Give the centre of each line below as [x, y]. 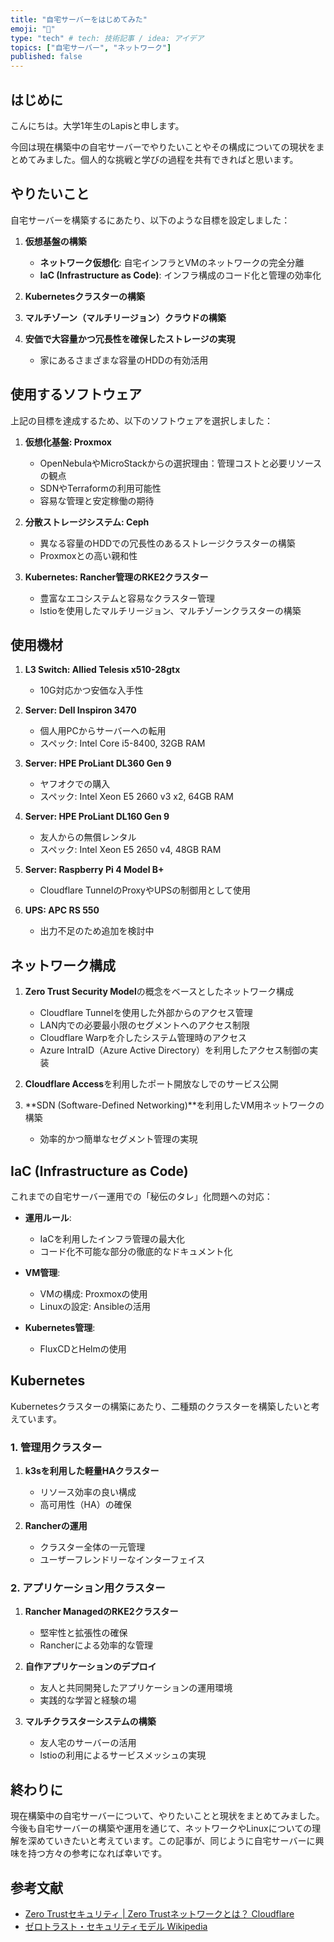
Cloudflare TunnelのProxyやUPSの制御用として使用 [145, 890]
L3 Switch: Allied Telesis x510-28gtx [102, 670]
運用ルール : [48, 1217]
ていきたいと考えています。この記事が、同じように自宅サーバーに [180, 1841]
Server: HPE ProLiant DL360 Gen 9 [98, 763]
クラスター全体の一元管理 [92, 1547]
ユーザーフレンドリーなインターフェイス [122, 1560]
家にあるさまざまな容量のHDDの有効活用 [124, 360]
